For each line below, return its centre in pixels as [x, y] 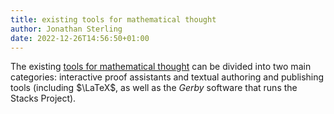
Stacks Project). [43, 98]
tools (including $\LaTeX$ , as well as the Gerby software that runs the [154, 88]
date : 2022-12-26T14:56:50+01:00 [80, 38]
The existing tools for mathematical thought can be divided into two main [161, 67]
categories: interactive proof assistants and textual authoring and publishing [167, 77]
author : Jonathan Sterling [66, 29]
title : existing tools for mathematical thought [113, 19]
